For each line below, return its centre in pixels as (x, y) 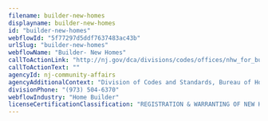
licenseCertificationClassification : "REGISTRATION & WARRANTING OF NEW (132, 104)
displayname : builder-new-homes (62, 23)
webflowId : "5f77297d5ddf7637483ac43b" (75, 38)
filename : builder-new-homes (57, 16)
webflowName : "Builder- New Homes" (67, 53)
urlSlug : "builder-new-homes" (59, 45)
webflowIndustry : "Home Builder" (64, 97)
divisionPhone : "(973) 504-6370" (64, 90)
